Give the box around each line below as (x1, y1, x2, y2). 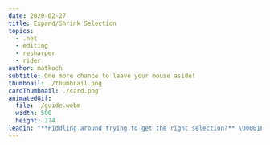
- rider (15, 57, 42, 65)
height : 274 (15, 117, 56, 125)
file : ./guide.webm (15, 101, 81, 110)
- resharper (15, 49, 56, 57)
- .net (15, 34, 38, 43)
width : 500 (15, 110, 52, 118)
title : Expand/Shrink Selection (8, 19, 117, 27)
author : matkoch (8, 64, 63, 72)
